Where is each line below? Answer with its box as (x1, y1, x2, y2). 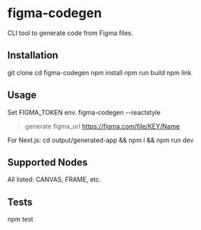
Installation (7, 49, 58, 61)
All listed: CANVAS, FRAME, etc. (7, 175, 101, 184)
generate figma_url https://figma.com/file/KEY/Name (24, 121, 180, 130)
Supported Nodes (7, 156, 88, 169)
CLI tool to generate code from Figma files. (7, 29, 133, 37)
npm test (7, 215, 33, 224)
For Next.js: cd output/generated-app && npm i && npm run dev (7, 136, 194, 144)
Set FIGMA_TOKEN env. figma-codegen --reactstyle (7, 108, 161, 116)
